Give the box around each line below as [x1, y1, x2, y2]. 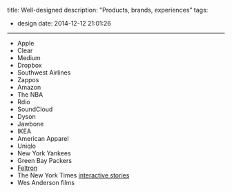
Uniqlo [17, 142, 37, 150]
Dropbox [17, 61, 43, 69]
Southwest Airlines [17, 68, 71, 77]
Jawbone [17, 120, 44, 128]
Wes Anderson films [17, 179, 75, 186]
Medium [17, 54, 41, 61]
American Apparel [17, 135, 69, 142]
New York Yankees [17, 149, 71, 157]
